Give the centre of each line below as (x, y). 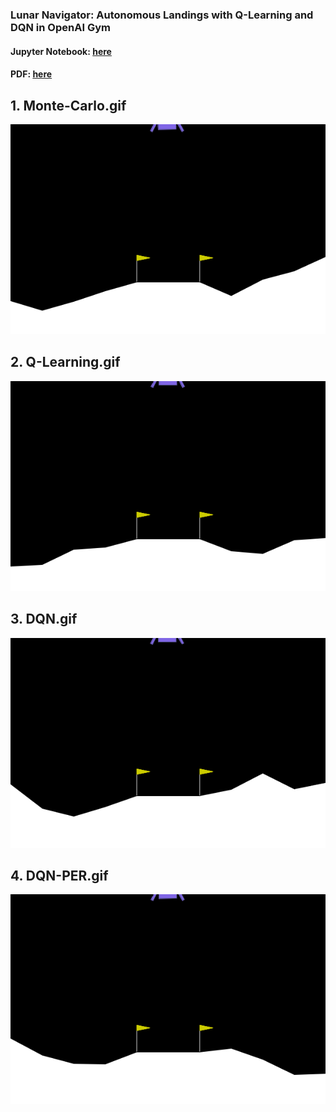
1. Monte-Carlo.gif (68, 105)
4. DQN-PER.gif (59, 875)
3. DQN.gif (44, 619)
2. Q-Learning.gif (65, 362)
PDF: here (31, 74)
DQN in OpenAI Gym (60, 27)
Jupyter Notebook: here (61, 51)
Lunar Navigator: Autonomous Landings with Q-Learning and (162, 15)
